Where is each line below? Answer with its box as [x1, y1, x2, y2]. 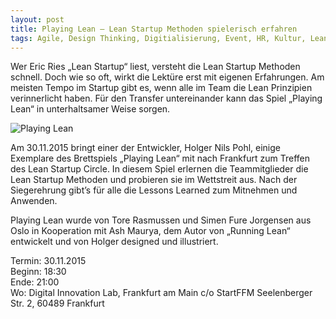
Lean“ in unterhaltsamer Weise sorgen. [10, 103, 171, 115]
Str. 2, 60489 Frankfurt [10, 297, 105, 310]
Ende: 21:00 [10, 276, 60, 288]
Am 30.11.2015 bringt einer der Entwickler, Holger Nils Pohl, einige [10, 142, 282, 154]
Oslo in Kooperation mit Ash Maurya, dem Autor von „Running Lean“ [10, 225, 291, 237]
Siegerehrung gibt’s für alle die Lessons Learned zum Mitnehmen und [10, 184, 298, 196]
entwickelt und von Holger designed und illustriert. [10, 236, 219, 248]
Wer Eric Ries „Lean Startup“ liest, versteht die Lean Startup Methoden [10, 61, 301, 73]
